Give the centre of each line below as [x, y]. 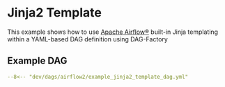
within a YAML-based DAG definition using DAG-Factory [88, 39]
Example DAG [37, 61]
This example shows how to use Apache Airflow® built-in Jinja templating [113, 32]
